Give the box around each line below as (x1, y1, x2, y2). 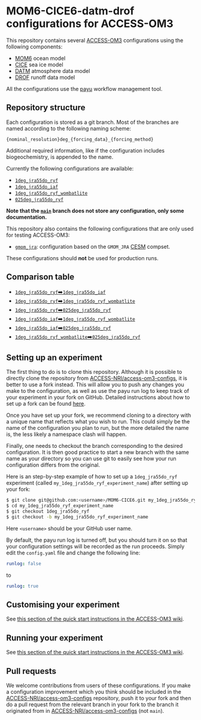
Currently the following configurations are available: (6, 164, 134, 172)
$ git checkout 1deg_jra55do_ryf (6, 508, 90, 515)
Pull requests (6, 666, 57, 676)
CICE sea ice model (14, 61, 64, 68)
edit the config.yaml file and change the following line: (6, 549, 141, 556)
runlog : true (6, 583, 39, 589)
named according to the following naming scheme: (6, 124, 132, 132)
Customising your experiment (6, 600, 120, 610)
